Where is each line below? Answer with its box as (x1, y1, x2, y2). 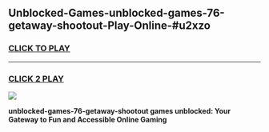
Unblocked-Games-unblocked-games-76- (8, 6, 226, 20)
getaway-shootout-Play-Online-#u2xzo (8, 19, 211, 33)
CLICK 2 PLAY (8, 73, 64, 84)
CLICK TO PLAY (8, 43, 70, 54)
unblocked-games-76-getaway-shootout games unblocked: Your (8, 106, 231, 115)
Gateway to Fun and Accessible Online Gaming (8, 114, 167, 124)
